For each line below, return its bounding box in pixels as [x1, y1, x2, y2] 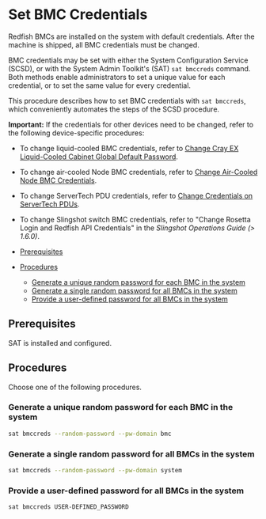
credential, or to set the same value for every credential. [8, 81, 192, 90]
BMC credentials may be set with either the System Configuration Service [8, 55, 249, 65]
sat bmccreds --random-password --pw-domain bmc [8, 430, 172, 438]
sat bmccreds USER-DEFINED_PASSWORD [8, 503, 129, 511]
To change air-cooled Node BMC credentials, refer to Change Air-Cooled [19, 167, 258, 176]
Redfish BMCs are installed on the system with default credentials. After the [8, 32, 255, 41]
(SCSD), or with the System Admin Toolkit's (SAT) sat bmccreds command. [8, 63, 251, 73]
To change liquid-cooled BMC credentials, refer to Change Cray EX [19, 143, 239, 153]
